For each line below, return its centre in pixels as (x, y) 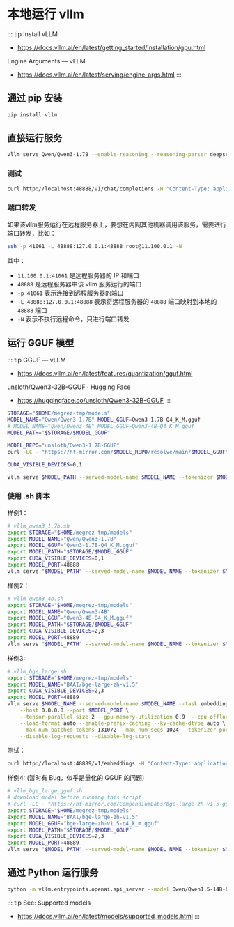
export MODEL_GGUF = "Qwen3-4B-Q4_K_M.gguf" (70, 618)
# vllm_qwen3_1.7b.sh (39, 526)
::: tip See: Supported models (49, 903)
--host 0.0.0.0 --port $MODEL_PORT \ (75, 711)
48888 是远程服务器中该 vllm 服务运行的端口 (79, 284)
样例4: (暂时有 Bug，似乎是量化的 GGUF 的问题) (76, 778)
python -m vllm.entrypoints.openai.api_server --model (88, 889)
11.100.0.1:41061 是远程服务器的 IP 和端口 (78, 275)
